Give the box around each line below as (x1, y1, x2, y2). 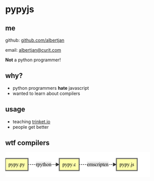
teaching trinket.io (12, 118, 50, 125)
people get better (12, 124, 49, 130)
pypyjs (5, 4, 34, 15)
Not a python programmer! (5, 57, 61, 63)
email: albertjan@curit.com (5, 47, 62, 53)
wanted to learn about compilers (12, 90, 80, 96)
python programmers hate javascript (12, 85, 89, 91)
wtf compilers (5, 138, 50, 148)
